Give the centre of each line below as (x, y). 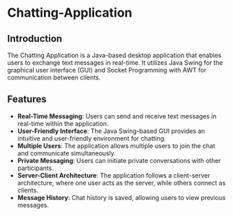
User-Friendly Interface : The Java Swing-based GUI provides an (111, 131)
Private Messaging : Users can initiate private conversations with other (119, 160)
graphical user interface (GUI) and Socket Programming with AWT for (107, 70)
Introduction (35, 39)
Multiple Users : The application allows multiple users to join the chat (116, 146)
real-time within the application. (63, 123)
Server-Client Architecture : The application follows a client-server (114, 175)
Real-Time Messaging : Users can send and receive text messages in (117, 116)
